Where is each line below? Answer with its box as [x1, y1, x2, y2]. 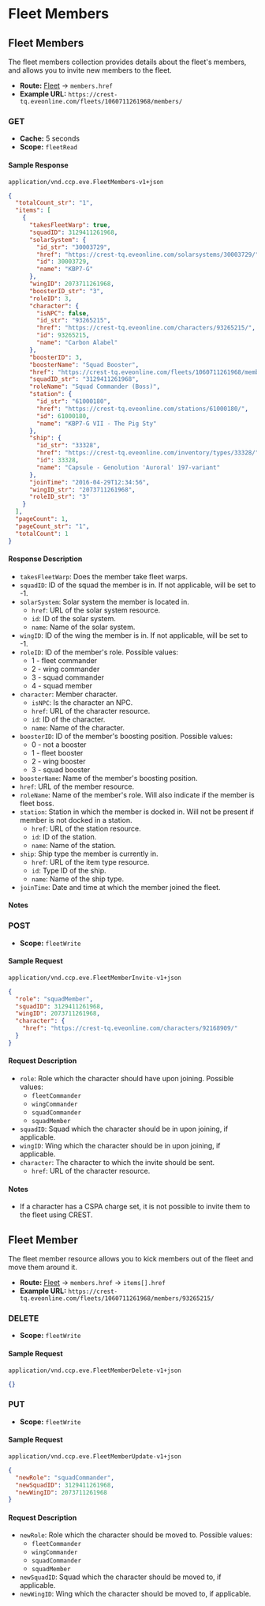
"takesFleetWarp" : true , [28, 221, 111, 229]
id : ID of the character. [31, 714, 106, 724]
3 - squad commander [31, 673, 105, 682]
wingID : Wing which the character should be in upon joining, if [19, 1141, 221, 1150]
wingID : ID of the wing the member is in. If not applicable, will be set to [19, 630, 248, 640]
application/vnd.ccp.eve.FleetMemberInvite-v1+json [8, 974, 181, 982]
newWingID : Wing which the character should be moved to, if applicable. [19, 1589, 252, 1599]
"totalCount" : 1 [15, 530, 69, 537]
